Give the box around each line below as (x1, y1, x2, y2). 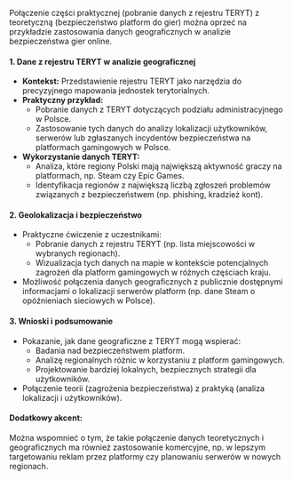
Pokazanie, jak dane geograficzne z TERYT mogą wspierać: (21, 335, 242, 346)
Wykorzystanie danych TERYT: (21, 151, 140, 163)
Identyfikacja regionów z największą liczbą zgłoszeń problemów (35, 180, 271, 190)
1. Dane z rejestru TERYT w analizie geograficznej (9, 56, 196, 67)
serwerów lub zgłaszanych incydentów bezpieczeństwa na (35, 132, 251, 143)
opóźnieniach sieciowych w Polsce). (21, 295, 155, 306)
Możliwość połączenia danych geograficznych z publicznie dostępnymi (21, 276, 283, 287)
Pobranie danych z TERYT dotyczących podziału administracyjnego (35, 104, 283, 115)
